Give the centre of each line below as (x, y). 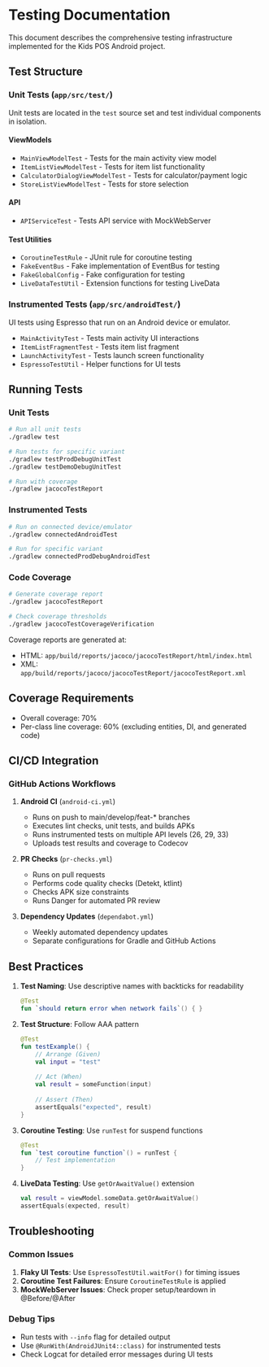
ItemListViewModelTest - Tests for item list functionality (113, 166)
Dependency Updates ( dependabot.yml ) (87, 916)
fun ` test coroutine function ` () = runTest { (98, 1153)
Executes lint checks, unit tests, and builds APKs (113, 826)
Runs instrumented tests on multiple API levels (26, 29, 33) (130, 835)
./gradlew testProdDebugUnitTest (65, 459)
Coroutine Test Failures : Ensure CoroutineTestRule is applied (123, 1281)
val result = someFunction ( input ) (93, 1085)
